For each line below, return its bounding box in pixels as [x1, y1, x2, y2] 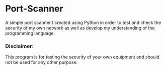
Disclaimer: [5, 42, 34, 49]
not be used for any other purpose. [5, 59, 78, 65]
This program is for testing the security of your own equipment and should [5, 54, 159, 60]
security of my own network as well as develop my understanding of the [5, 24, 155, 30]
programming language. [5, 30, 55, 36]
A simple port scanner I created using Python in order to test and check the [5, 19, 161, 25]
